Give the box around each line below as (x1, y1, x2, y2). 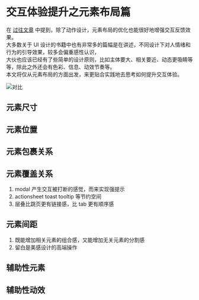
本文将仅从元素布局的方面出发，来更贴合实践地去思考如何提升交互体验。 (6, 71, 182, 78)
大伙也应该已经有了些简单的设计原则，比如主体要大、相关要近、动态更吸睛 (6, 56, 188, 63)
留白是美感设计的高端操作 (14, 244, 78, 251)
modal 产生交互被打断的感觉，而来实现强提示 (14, 185, 126, 192)
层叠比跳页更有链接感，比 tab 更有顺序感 (14, 200, 114, 207)
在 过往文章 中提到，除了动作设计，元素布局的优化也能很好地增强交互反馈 (6, 26, 185, 33)
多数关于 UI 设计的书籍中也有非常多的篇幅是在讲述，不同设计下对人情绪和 (11, 41, 191, 48)
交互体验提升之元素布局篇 (6, 5, 131, 19)
